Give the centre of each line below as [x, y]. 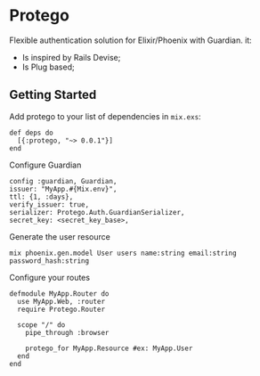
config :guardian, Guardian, [63, 181]
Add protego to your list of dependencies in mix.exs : [106, 116]
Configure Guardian [45, 165]
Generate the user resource [60, 236]
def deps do [31, 133]
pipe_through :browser [67, 332]
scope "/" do [41, 325]
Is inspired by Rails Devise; [71, 57]
